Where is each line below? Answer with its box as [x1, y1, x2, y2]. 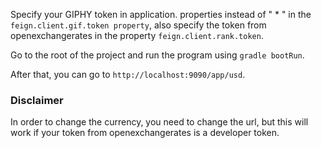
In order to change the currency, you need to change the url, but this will [10, 116, 309, 128]
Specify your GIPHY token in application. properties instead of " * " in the [10, 9, 312, 20]
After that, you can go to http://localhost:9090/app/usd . [10, 69, 246, 80]
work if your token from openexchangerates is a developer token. [10, 127, 280, 139]
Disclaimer [10, 93, 64, 107]
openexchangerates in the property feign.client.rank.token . [10, 30, 264, 41]
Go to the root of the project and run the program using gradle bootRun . [10, 49, 305, 61]
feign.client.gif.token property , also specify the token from [10, 19, 267, 31]
